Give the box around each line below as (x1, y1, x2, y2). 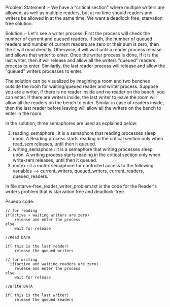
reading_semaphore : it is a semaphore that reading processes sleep (12, 130, 156, 136)
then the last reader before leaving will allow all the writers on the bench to (5, 105, 161, 111)
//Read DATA (5, 235, 30, 240)
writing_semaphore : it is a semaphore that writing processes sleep (12, 146, 153, 152)
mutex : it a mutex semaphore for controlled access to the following (12, 163, 154, 168)
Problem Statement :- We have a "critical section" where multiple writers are (5, 5, 165, 10)
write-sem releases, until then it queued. (12, 157, 97, 163)
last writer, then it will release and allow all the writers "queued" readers (5, 57, 156, 63)
